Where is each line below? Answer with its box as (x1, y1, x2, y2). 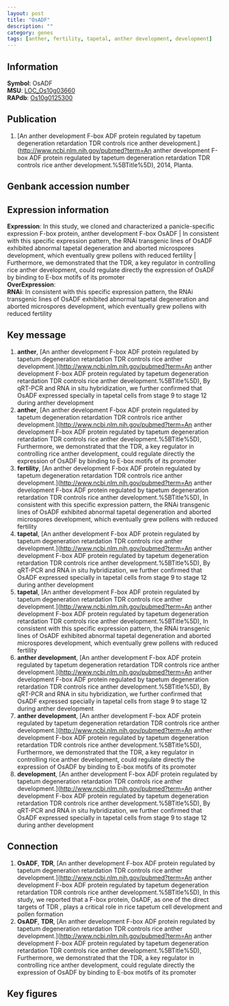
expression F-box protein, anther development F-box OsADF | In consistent (7, 229, 219, 237)
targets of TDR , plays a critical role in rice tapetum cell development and (16, 903, 223, 911)
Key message (7, 330, 66, 341)
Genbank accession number (7, 181, 130, 193)
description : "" (7, 23, 53, 29)
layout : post (7, 10, 44, 17)
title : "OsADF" (7, 16, 51, 23)
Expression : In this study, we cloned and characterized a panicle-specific (7, 222, 215, 230)
